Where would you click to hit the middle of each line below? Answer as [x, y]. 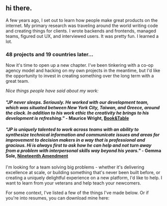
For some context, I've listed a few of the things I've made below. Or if [77, 193]
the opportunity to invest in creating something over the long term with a [80, 76]
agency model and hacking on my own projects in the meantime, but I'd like [83, 71]
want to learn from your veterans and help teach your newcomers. [73, 183]
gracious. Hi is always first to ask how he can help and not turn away [79, 145]
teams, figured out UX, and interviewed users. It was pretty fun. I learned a [82, 36]
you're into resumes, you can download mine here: [58, 198]
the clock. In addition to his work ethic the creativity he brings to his [77, 113]
